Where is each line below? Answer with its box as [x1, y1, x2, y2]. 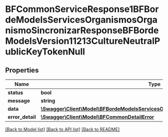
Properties [5, 66, 39, 74]
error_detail [7, 113, 36, 120]
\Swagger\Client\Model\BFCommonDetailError [40, 113, 154, 120]
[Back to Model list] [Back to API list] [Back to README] [5, 126, 120, 132]
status [7, 89, 23, 96]
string [40, 97, 55, 104]
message [7, 97, 30, 104]
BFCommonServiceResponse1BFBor [5, 3, 159, 15]
